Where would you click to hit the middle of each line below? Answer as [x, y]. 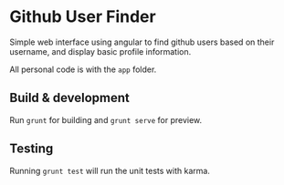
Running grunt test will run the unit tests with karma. [110, 170]
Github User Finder [83, 17]
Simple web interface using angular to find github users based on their [142, 42]
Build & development [69, 98]
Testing [32, 149]
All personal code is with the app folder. [83, 69]
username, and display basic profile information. [100, 51]
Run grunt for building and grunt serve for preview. [106, 119]
